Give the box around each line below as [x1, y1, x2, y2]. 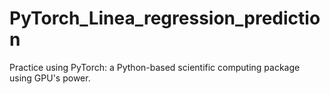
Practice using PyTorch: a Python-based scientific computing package [9, 61, 301, 73]
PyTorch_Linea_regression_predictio [9, 7, 321, 30]
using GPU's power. [9, 72, 91, 84]
